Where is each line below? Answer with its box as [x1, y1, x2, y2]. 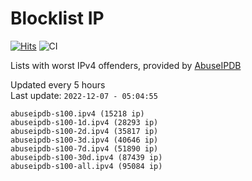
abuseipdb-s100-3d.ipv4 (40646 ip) [10, 135, 159, 145]
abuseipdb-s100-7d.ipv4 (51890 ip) [10, 143, 159, 154]
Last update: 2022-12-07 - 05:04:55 [10, 89, 158, 101]
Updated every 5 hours [10, 78, 106, 91]
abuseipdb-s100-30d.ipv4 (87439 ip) [10, 152, 163, 162]
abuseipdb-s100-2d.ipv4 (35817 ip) [10, 126, 159, 136]
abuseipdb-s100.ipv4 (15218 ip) [10, 108, 145, 119]
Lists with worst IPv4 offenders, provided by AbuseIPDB [10, 59, 242, 71]
